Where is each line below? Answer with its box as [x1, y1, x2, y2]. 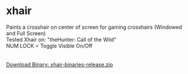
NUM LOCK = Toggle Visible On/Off [6, 42, 93, 49]
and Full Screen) [6, 29, 46, 36]
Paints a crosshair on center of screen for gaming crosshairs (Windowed [6, 23, 183, 31]
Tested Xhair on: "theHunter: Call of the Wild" [6, 36, 117, 43]
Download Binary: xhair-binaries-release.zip [6, 60, 113, 68]
